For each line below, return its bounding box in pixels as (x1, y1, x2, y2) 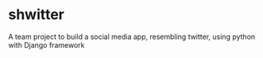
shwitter (8, 6, 65, 24)
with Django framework (8, 40, 85, 49)
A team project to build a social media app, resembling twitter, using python (8, 32, 256, 41)
